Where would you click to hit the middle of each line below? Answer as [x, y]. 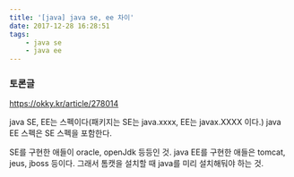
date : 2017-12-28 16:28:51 [60, 26]
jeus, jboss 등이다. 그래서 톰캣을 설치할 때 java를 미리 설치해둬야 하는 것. [137, 164]
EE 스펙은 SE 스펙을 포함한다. [61, 133]
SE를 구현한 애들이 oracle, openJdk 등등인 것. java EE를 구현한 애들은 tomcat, [147, 152]
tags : [19, 34]
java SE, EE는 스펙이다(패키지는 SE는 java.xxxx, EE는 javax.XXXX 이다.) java [145, 122]
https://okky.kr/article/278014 [64, 104]
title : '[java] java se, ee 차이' [72, 17]
